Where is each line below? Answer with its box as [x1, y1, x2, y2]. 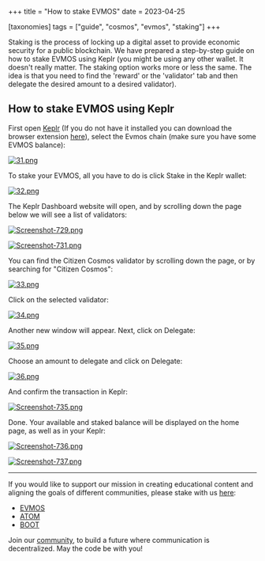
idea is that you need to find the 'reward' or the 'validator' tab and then [8, 71, 238, 80]
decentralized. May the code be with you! [8, 544, 144, 553]
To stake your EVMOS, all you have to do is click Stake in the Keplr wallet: [8, 170, 247, 180]
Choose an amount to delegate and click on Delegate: [8, 356, 183, 366]
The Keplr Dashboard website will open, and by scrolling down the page [8, 201, 242, 210]
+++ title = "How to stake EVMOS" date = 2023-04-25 [8, 7, 185, 16]
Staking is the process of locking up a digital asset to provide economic [8, 37, 241, 47]
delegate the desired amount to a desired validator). [8, 79, 177, 89]
